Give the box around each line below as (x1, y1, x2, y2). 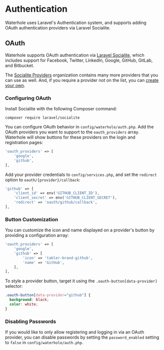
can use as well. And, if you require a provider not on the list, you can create (5, 77, 159, 83)
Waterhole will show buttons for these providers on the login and (5, 134, 136, 140)
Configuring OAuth (5, 95, 51, 101)
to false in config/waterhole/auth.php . (5, 340, 84, 346)
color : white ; (9, 302, 38, 307)
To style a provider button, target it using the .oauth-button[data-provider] (5, 278, 158, 284)
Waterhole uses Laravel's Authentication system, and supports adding (5, 20, 147, 25)
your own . (5, 82, 25, 88)
